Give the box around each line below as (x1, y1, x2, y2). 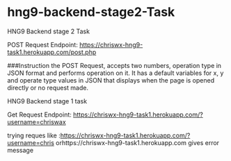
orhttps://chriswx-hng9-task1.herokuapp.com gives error (55, 138, 220, 146)
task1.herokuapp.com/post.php (7, 48, 97, 56)
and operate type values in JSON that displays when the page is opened (7, 76, 214, 84)
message (7, 146, 33, 154)
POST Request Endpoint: (7, 40, 78, 49)
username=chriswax (7, 117, 66, 126)
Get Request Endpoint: (7, 110, 72, 119)
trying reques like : (7, 131, 61, 139)
